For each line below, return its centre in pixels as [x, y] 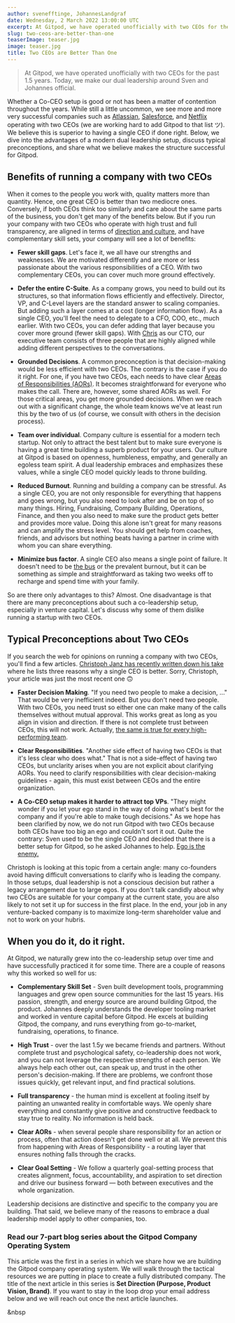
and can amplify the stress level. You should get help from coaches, [115, 530]
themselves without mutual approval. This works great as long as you [117, 714]
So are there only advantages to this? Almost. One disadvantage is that [109, 594]
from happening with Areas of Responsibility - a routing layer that [112, 1147]
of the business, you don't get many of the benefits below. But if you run [111, 216]
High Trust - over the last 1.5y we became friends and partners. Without [121, 1045]
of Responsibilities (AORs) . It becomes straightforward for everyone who [122, 384]
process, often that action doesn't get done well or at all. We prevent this [122, 1139]
